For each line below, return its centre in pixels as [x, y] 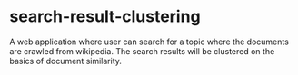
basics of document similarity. [66, 61]
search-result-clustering [105, 17]
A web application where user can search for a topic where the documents [149, 42]
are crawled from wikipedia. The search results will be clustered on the [142, 51]
